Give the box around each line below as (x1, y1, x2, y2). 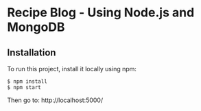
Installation (7, 47, 56, 58)
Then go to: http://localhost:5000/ (7, 96, 104, 104)
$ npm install (7, 78, 48, 85)
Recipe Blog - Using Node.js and (7, 5, 195, 21)
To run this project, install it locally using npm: (7, 65, 137, 73)
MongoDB (7, 19, 65, 35)
